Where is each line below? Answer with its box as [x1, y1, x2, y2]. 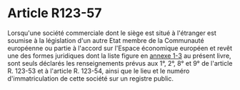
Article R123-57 [7, 5, 102, 21]
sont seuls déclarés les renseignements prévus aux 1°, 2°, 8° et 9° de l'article [7, 59, 233, 67]
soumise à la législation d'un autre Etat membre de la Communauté [7, 36, 205, 44]
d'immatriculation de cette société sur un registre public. [7, 74, 174, 83]
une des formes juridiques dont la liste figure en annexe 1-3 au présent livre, [7, 51, 231, 60]
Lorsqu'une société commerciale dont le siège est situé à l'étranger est [7, 29, 216, 37]
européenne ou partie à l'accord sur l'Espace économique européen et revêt [7, 44, 233, 52]
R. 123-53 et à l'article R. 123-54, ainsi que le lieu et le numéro [7, 66, 190, 75]
